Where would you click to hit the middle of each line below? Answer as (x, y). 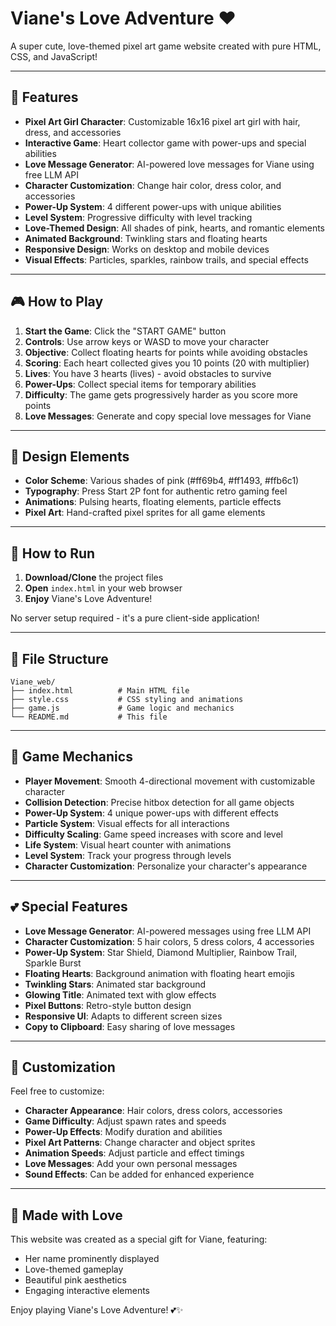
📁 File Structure (59, 658)
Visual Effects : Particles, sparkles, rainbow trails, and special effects (166, 259)
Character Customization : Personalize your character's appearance (166, 866)
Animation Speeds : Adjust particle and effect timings (134, 1153)
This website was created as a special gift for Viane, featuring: (139, 1239)
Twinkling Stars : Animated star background (115, 984)
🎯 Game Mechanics (71, 757)
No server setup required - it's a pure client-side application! (135, 618)
